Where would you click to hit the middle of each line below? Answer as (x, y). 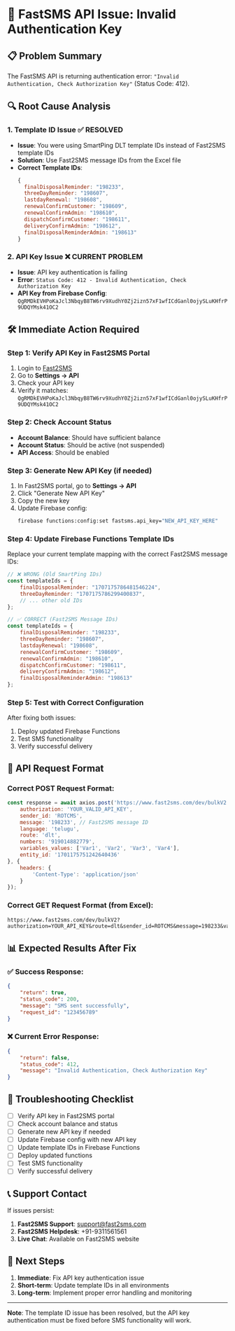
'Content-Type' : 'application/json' (86, 874)
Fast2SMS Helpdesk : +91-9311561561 (72, 1232)
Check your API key (46, 383)
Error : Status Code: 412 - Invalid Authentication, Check (102, 279)
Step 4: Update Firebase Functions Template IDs (91, 538)
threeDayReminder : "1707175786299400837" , (83, 594)
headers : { (36, 867)
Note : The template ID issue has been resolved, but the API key (99, 1313)
